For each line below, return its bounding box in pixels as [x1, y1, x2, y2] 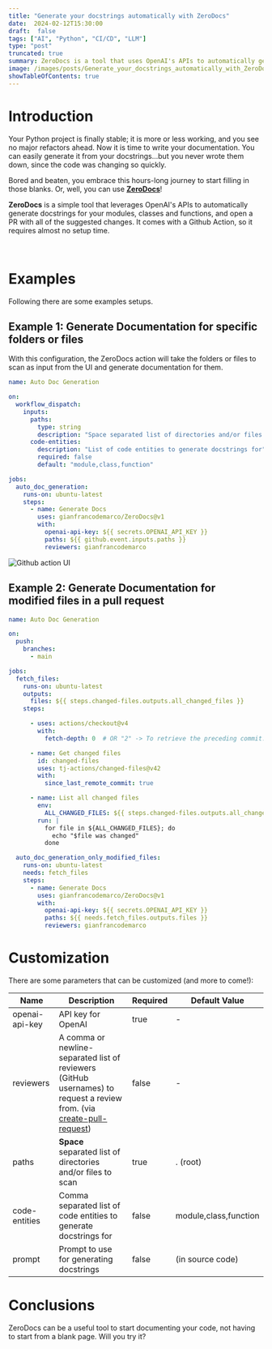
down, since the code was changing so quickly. [8, 160, 167, 169]
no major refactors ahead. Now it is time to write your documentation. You [8, 143, 255, 152]
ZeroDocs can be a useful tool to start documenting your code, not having [8, 1322, 256, 1333]
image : [8, 65, 31, 73]
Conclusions [8, 1296, 96, 1315]
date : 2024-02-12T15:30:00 [8, 19, 104, 28]
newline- [58, 1042, 95, 1053]
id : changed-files [37, 757, 100, 765]
